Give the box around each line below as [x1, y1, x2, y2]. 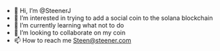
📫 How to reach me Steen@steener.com [13, 37, 132, 44]
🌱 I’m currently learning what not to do [13, 21, 124, 29]
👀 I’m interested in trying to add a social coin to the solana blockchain [13, 14, 214, 22]
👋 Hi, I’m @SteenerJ [13, 7, 72, 14]
